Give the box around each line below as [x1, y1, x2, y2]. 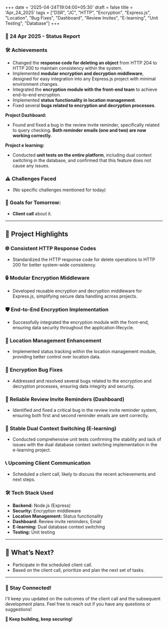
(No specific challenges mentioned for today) [12, 187, 106, 193]
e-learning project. [12, 447, 51, 453]
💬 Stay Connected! [5, 584, 51, 591]
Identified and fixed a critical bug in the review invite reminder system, [12, 407, 157, 413]
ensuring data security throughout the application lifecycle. [12, 325, 134, 331]
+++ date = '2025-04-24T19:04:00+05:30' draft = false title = [5, 5, 133, 10]
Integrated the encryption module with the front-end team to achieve [12, 86, 157, 92]
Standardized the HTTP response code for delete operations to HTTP [12, 256, 155, 263]
